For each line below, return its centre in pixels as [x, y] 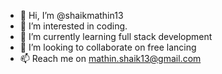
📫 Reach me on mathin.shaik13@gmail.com [110, 58]
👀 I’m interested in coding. [73, 26]
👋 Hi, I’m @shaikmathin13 [71, 15]
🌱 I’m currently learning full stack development [116, 36]
